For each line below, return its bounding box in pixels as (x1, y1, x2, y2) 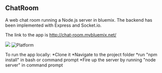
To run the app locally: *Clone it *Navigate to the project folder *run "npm (5, 51, 158, 57)
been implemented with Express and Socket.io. (5, 22, 102, 28)
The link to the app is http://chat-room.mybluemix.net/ (5, 32, 117, 37)
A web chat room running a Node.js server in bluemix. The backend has (5, 17, 153, 23)
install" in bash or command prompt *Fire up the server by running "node (5, 57, 156, 63)
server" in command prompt (5, 62, 63, 68)
